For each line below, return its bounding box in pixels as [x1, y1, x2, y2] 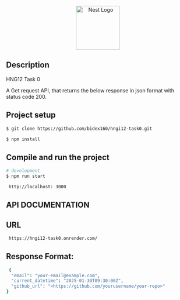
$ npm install [6, 136, 41, 142]
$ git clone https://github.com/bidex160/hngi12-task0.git [6, 126, 153, 132]
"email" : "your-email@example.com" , [11, 273, 100, 278]
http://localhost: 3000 [8, 184, 66, 189]
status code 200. [6, 93, 47, 100]
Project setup [6, 110, 57, 120]
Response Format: [6, 251, 74, 261]
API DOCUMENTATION [6, 200, 90, 210]
